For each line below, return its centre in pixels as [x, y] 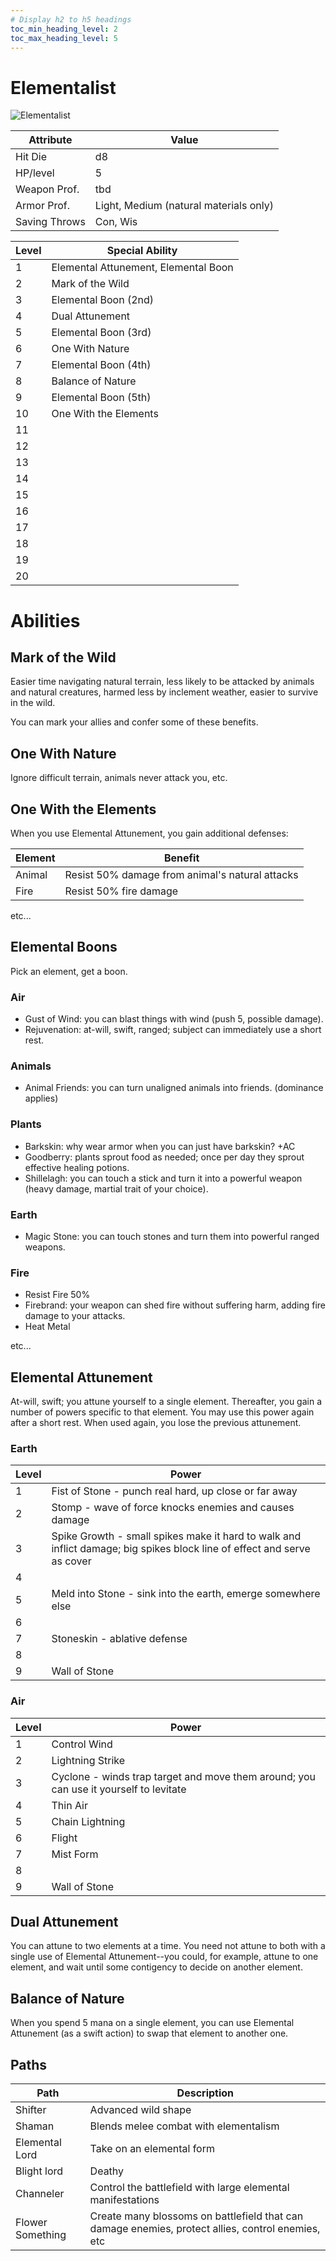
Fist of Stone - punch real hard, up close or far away [174, 1491]
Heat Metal [47, 1327]
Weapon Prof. [47, 189]
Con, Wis [116, 222]
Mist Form [75, 1854]
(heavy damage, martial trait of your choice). [116, 1188]
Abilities [45, 620]
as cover [71, 1561]
